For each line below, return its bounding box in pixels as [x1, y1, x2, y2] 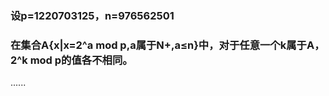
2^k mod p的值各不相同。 [10, 53, 133, 67]
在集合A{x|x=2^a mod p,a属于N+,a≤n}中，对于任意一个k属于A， [10, 38, 325, 52]
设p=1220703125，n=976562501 [10, 8, 175, 22]
